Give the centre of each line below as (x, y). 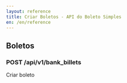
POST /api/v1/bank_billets (44, 62)
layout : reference (28, 11)
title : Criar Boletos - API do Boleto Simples (64, 17)
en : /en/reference (28, 22)
